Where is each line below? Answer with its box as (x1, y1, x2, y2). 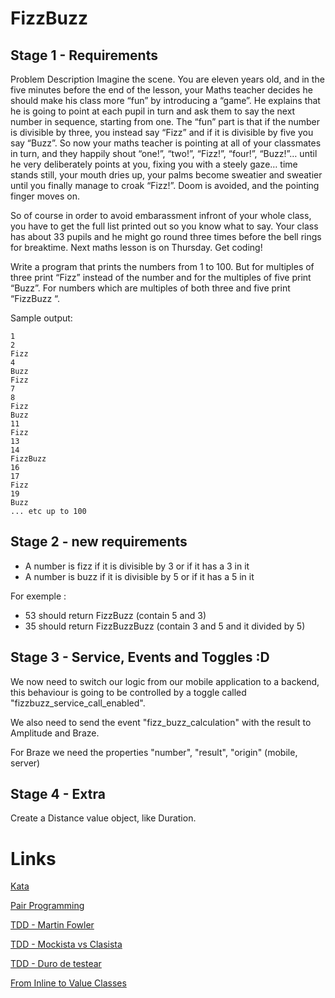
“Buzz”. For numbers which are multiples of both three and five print (10, 282, 291, 294)
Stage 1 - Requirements (10, 47, 158, 64)
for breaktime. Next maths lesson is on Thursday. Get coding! (10, 242, 263, 253)
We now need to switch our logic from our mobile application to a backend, (10, 675, 320, 687)
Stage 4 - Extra (10, 786, 106, 803)
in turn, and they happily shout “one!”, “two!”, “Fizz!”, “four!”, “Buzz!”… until (10, 148, 318, 159)
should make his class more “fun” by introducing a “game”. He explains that (10, 95, 321, 106)
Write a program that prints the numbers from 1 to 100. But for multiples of (10, 261, 315, 272)
